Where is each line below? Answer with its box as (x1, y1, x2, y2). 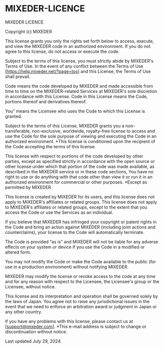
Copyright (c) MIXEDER (5, 28, 52, 34)
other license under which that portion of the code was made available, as (5, 163, 155, 169)
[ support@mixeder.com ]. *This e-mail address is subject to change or (5, 324, 147, 329)
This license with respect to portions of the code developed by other (5, 153, 143, 159)
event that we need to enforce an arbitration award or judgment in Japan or (5, 303, 157, 309)
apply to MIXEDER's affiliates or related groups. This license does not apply (5, 199, 158, 205)
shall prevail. (5, 73, 31, 79)
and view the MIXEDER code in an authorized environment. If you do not (5, 43, 151, 49)
